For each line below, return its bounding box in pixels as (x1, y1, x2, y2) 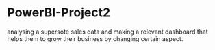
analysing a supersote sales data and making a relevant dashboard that (7, 27, 208, 36)
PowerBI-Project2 (7, 5, 111, 21)
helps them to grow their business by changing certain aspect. (7, 34, 184, 42)
